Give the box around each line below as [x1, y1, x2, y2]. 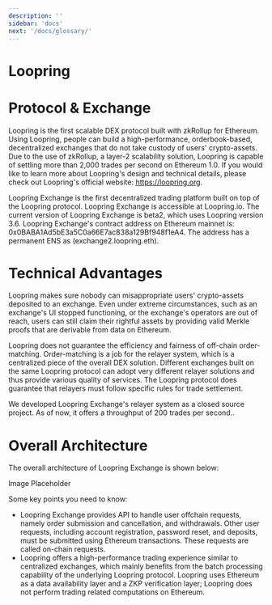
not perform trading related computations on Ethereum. [19, 587, 205, 597]
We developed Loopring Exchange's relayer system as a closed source [8, 400, 245, 409]
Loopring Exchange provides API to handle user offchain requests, [19, 510, 242, 520]
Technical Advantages [8, 264, 164, 282]
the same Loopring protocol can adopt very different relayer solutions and [8, 366, 255, 376]
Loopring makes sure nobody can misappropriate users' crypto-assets [8, 290, 244, 300]
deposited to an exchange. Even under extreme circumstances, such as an [8, 299, 257, 309]
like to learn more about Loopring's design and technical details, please [8, 168, 247, 178]
